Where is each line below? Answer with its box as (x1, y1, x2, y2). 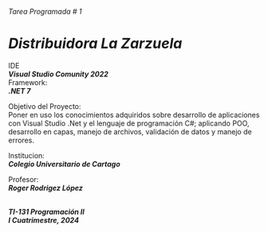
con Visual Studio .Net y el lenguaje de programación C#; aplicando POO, (8, 118, 250, 128)
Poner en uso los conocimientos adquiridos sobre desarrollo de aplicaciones (8, 110, 260, 119)
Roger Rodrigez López (8, 183, 84, 192)
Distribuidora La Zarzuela (8, 35, 183, 52)
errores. (8, 135, 34, 145)
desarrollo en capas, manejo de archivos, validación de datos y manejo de (8, 126, 253, 136)
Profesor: (8, 174, 39, 184)
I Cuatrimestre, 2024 (8, 215, 80, 225)
